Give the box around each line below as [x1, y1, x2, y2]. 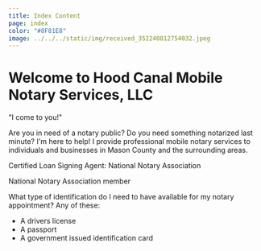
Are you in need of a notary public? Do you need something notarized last [8, 128, 254, 138]
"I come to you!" [8, 113, 63, 122]
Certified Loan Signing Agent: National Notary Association [8, 161, 201, 171]
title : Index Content [8, 11, 81, 20]
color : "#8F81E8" [8, 27, 67, 35]
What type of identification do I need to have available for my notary [8, 192, 234, 202]
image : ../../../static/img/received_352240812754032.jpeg [8, 34, 211, 43]
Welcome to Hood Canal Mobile [8, 69, 223, 87]
